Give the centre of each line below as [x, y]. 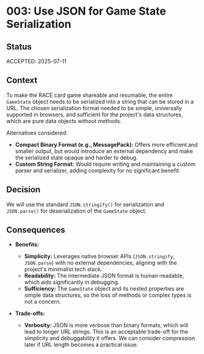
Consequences [36, 230]
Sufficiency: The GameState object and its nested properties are [104, 289]
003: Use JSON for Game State [86, 11]
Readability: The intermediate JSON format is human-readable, [104, 276]
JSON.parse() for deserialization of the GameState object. [77, 211]
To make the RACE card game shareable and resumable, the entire [90, 95]
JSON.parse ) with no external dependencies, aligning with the [100, 263]
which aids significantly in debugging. [72, 282]
